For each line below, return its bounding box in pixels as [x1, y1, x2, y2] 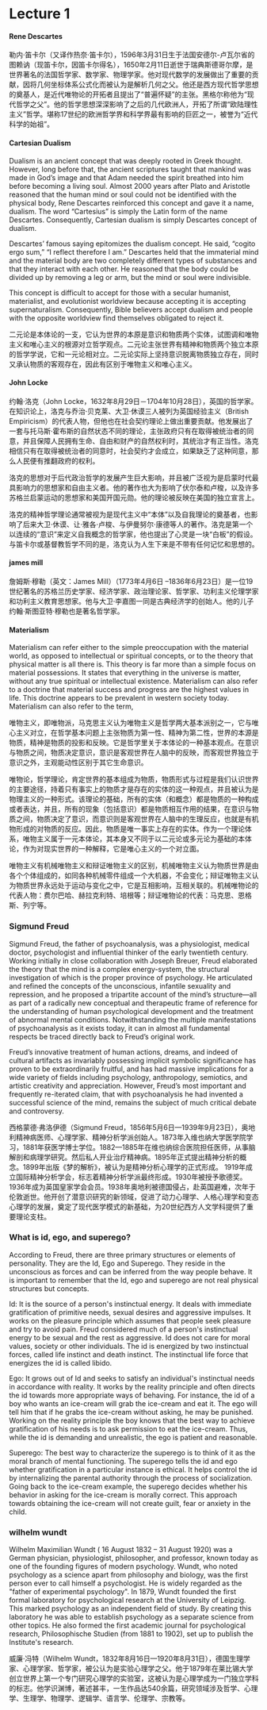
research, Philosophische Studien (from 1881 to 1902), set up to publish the [9, 1629, 254, 1639]
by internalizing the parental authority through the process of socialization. [9, 1473, 253, 1482]
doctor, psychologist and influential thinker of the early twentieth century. [9, 947, 249, 957]
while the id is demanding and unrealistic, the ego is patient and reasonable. [9, 1432, 257, 1442]
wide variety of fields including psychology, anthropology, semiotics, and [9, 1072, 248, 1082]
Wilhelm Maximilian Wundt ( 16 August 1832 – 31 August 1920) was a [9, 1545, 233, 1554]
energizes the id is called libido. [9, 1358, 113, 1367]
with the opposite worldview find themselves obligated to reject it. [9, 313, 224, 322]
